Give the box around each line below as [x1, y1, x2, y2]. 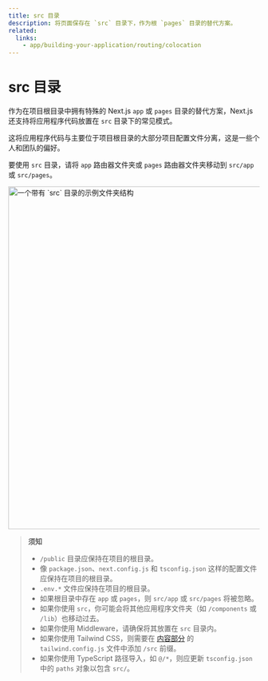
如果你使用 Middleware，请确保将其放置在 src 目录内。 [39, 624, 221, 633]
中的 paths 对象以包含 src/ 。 [39, 663, 134, 673]
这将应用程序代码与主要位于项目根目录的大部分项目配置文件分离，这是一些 [8, 133, 253, 143]
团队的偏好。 [22, 143, 65, 152]
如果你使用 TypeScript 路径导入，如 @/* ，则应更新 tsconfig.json [39, 654, 253, 663]
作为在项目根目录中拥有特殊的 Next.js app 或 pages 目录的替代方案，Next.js [8, 106, 254, 116]
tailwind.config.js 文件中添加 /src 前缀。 [39, 643, 181, 653]
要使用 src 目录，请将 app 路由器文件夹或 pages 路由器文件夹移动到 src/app [8, 160, 254, 170]
